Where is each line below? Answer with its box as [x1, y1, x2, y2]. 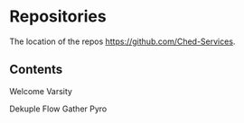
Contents [9, 62, 63, 77]
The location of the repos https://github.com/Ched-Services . [9, 36, 236, 47]
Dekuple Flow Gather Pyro [9, 103, 108, 114]
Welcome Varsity [9, 85, 72, 96]
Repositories [9, 6, 107, 27]
